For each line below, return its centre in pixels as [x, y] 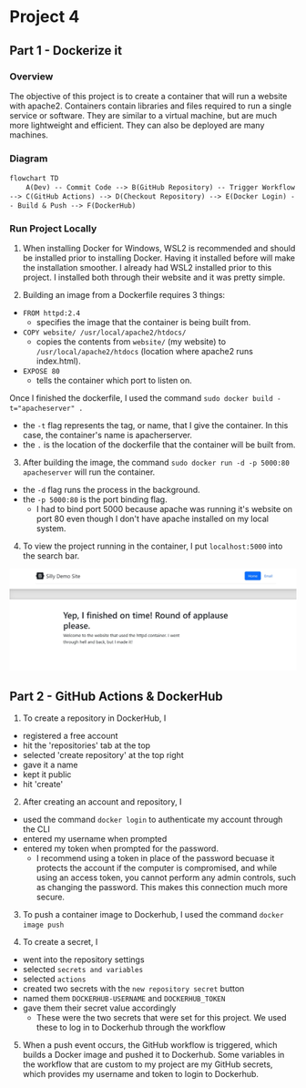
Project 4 [45, 17]
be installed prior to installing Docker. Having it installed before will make [159, 258]
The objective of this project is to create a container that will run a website [148, 96]
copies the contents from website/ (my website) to [131, 342]
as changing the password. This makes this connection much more [162, 887]
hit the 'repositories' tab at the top [87, 745]
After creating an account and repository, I [102, 801]
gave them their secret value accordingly [99, 1008]
